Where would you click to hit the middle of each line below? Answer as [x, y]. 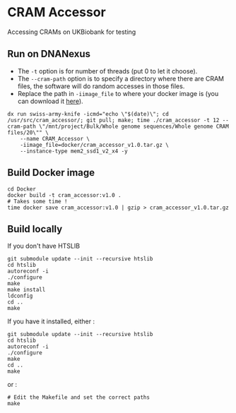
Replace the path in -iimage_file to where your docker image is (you [118, 93]
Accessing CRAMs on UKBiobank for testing [72, 32]
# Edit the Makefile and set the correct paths [79, 397]
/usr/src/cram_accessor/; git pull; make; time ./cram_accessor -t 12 [113, 120]
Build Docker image [51, 173]
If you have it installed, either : [51, 321]
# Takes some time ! [38, 201]
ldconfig [20, 296]
